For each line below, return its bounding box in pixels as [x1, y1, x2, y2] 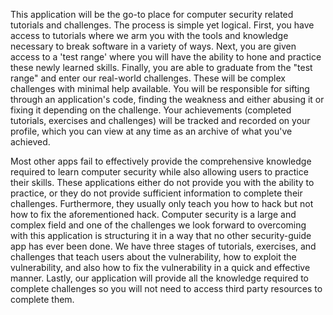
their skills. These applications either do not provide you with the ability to [10, 177, 315, 188]
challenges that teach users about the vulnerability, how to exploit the [10, 251, 297, 263]
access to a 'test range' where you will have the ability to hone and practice [10, 51, 322, 63]
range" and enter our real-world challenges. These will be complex [10, 72, 286, 84]
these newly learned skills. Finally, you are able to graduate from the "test [10, 62, 313, 73]
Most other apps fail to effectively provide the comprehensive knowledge [10, 155, 312, 167]
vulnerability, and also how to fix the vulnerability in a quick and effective [10, 262, 311, 273]
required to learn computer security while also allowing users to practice [10, 166, 309, 178]
